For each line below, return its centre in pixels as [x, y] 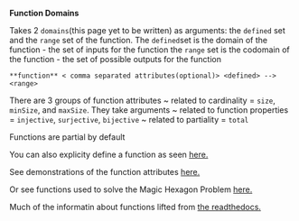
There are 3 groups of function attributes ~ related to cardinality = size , [142, 100]
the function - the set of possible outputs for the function [115, 59]
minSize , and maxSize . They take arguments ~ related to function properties [149, 110]
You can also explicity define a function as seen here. [109, 154]
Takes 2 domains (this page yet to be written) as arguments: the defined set [148, 30]
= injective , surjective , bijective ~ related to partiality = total [129, 120]
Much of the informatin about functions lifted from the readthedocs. [135, 207]
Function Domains [44, 13]
